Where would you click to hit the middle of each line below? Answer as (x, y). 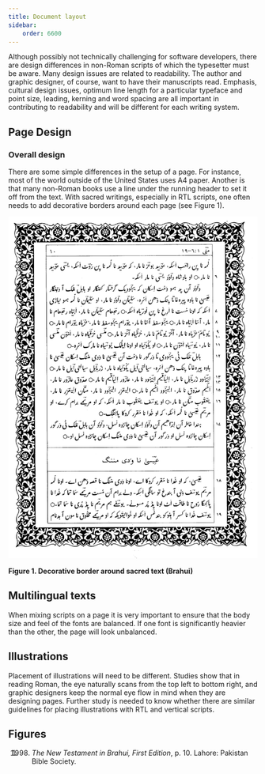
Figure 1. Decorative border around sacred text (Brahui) (101, 571)
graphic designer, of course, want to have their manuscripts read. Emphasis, (132, 82)
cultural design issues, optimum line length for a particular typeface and (125, 90)
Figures (27, 734)
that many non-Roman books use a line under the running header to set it (128, 189)
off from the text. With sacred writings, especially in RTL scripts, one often (129, 197)
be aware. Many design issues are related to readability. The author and (125, 74)
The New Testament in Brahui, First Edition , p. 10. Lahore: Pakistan (140, 753)
